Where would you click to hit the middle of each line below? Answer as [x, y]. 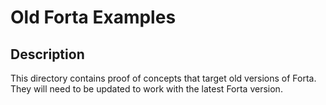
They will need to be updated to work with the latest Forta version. [146, 89]
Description [47, 54]
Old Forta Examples [93, 17]
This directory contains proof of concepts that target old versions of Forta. [163, 78]
